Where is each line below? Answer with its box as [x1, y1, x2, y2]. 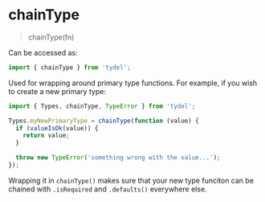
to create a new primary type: [8, 86, 107, 96]
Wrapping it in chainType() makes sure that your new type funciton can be [8, 175, 255, 185]
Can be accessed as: [8, 47, 78, 57]
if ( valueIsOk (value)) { [15, 124, 99, 132]
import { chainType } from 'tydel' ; [8, 63, 131, 72]
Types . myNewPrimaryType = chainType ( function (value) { [8, 117, 199, 125]
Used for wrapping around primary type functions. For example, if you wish [8, 78, 258, 88]
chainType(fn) [27, 32, 75, 42]
